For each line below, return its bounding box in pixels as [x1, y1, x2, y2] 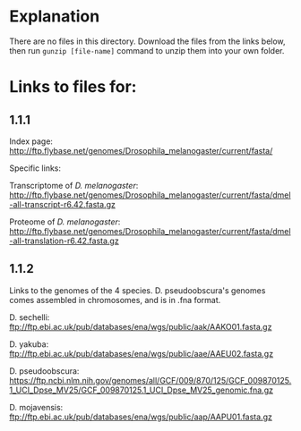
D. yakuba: [9, 338, 49, 350]
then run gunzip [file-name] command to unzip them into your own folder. [9, 45, 285, 55]
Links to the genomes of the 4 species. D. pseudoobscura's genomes [9, 284, 266, 296]
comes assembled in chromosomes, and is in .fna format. [9, 294, 221, 305]
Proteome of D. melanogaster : [9, 216, 121, 227]
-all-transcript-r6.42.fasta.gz [9, 199, 116, 209]
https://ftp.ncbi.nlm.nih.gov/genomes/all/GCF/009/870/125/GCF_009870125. [9, 375, 292, 385]
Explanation [9, 6, 100, 27]
